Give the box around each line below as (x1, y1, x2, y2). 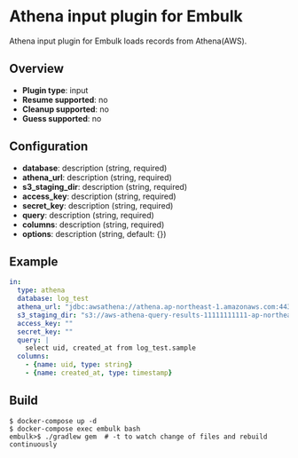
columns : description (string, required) (21, 219, 165, 230)
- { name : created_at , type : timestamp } (25, 368, 173, 377)
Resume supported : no (21, 94, 108, 105)
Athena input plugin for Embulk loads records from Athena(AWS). (9, 36, 247, 46)
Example (9, 254, 59, 269)
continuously (9, 439, 58, 449)
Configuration (9, 139, 89, 154)
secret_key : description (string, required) (21, 200, 174, 210)
